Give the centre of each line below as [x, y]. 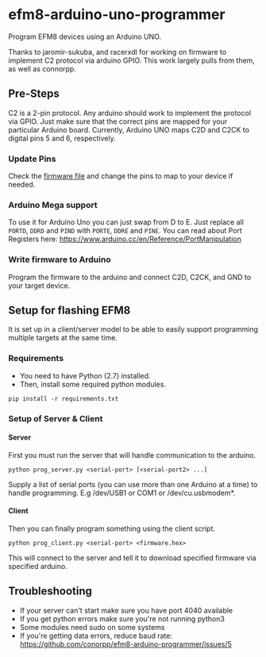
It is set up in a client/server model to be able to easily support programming [133, 329]
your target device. [39, 285]
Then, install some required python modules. [93, 384]
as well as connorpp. [42, 68]
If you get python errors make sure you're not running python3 [122, 619]
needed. [22, 185]
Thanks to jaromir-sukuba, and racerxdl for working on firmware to [118, 52]
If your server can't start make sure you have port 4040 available [126, 610]
